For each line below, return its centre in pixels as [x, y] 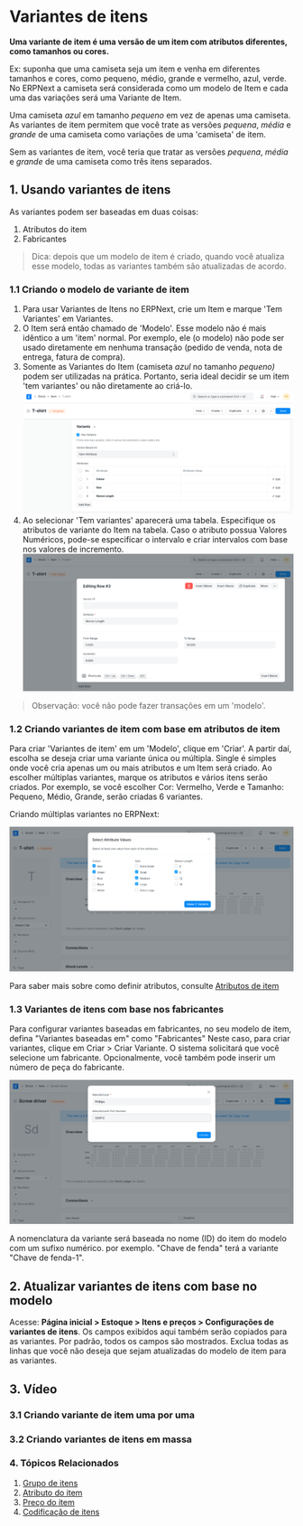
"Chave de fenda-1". [47, 1258]
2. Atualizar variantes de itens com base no [133, 1286]
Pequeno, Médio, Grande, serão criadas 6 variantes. [106, 796]
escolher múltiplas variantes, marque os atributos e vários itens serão [138, 777]
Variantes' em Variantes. [68, 319]
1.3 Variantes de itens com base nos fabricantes [116, 1009]
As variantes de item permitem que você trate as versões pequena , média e [150, 125]
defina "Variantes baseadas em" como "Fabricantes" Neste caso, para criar [150, 1039]
